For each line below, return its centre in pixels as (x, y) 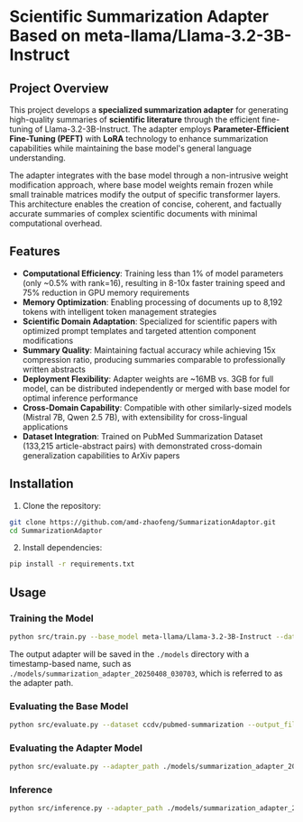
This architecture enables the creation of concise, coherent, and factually (146, 204)
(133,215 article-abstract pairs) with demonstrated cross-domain (142, 446)
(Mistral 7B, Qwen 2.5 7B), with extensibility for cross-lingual (135, 417)
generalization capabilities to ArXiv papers (101, 455)
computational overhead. (56, 223)
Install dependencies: (62, 548)
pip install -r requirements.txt (72, 564)
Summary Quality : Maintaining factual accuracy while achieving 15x (149, 350)
